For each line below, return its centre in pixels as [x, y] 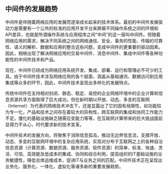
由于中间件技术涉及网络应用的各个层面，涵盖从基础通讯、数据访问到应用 [88, 76]
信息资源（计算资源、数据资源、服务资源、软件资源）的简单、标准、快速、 [82, 147]
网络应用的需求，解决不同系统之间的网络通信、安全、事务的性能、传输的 [79, 40]
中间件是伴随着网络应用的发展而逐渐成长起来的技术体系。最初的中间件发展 [82, 22]
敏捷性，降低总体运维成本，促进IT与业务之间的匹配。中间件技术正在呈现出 [86, 160]
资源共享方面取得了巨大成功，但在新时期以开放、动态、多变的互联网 [79, 99]
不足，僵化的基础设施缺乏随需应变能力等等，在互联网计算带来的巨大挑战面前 [84, 118]
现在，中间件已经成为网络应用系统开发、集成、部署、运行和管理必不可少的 [82, 70]
